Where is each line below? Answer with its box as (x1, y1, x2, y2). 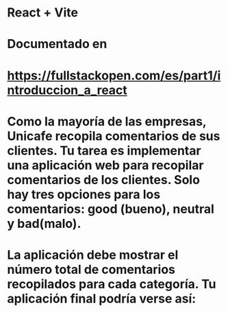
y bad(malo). (7, 216, 81, 231)
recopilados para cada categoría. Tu (7, 276, 216, 292)
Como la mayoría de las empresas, (7, 113, 207, 129)
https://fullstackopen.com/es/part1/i (7, 67, 221, 83)
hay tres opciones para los (7, 187, 161, 202)
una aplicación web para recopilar (7, 157, 204, 173)
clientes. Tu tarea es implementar (7, 143, 201, 159)
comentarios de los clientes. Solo (7, 172, 201, 187)
